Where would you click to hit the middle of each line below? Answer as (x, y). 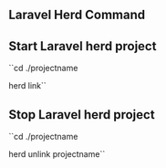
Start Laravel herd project (83, 46)
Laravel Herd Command (77, 15)
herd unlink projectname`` (57, 154)
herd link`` (27, 86)
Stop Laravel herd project (82, 115)
